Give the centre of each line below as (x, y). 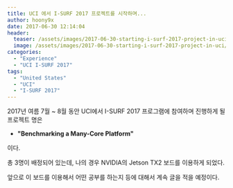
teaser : (25, 39)
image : (23, 46)
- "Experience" (35, 59)
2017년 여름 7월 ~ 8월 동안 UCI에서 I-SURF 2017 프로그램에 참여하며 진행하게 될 (116, 111)
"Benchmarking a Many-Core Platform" (75, 134)
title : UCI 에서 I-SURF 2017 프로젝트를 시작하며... (77, 13)
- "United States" (40, 78)
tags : (15, 71)
